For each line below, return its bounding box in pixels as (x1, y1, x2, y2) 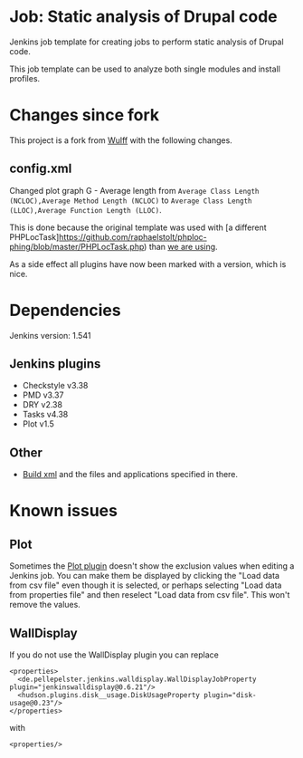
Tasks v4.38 (22, 409, 69, 420)
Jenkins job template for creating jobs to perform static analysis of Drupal (9, 36, 284, 47)
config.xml (9, 161, 72, 177)
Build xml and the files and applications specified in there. (22, 469, 238, 480)
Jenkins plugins (9, 356, 101, 372)
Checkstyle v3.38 (22, 380, 89, 391)
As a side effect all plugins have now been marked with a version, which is (9, 258, 287, 269)
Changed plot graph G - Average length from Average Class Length (9, 185, 260, 196)
